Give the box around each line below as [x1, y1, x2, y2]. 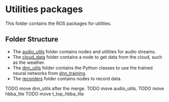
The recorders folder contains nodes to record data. [12, 75, 122, 82]
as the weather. [12, 59, 45, 65]
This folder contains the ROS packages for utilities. [5, 20, 112, 26]
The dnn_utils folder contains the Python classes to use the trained [12, 64, 153, 71]
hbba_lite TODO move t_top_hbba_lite [5, 90, 84, 97]
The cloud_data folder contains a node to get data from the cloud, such [12, 54, 162, 60]
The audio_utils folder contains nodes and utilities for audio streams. [12, 48, 156, 54]
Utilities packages [5, 4, 83, 15]
